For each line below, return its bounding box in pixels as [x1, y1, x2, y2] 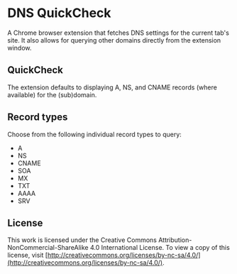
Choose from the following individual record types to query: [7, 130, 182, 138]
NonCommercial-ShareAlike [7, 243, 89, 252]
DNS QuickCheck [7, 5, 111, 21]
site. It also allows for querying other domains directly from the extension [7, 35, 221, 44]
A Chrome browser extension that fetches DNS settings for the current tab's [7, 28, 229, 37]
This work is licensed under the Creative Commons [7, 236, 158, 244]
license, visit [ [7, 251, 48, 260]
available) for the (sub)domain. [7, 90, 97, 99]
